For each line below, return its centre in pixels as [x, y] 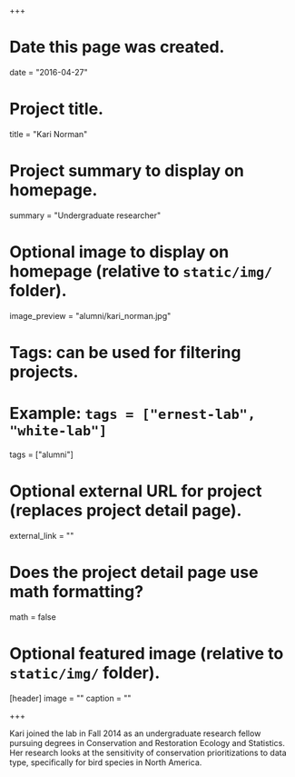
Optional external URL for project [136, 491]
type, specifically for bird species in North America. [106, 762]
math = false [33, 617]
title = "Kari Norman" [49, 134]
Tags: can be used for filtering [125, 352]
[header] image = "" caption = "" [70, 698]
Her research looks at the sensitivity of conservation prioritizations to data [148, 752]
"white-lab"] [58, 431]
